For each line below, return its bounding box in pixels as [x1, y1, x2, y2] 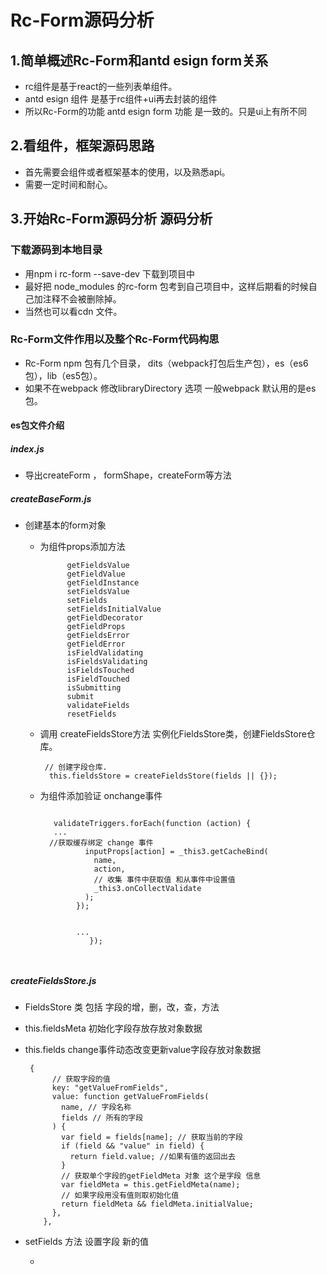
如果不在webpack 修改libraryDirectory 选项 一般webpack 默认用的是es [24, 382, 317, 394]
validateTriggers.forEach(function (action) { [53, 819, 252, 829]
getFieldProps [66, 622, 126, 632]
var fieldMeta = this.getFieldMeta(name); [61, 1180, 241, 1190]
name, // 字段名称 [61, 1102, 132, 1113]
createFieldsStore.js [10, 974, 97, 986]
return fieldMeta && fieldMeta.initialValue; [61, 1199, 254, 1210]
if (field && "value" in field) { [61, 1141, 205, 1151]
